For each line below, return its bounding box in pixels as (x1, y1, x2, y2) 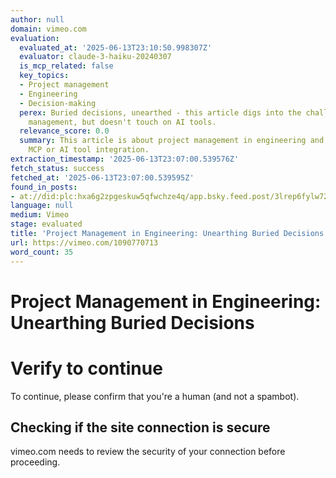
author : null (10, 14, 65, 25)
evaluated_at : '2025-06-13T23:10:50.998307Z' (19, 42, 213, 53)
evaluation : (10, 33, 60, 43)
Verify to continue (10, 357, 163, 380)
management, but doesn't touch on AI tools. (28, 117, 217, 127)
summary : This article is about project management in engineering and (19, 136, 325, 146)
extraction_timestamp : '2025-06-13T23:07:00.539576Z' (10, 154, 240, 164)
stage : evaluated (10, 219, 83, 230)
